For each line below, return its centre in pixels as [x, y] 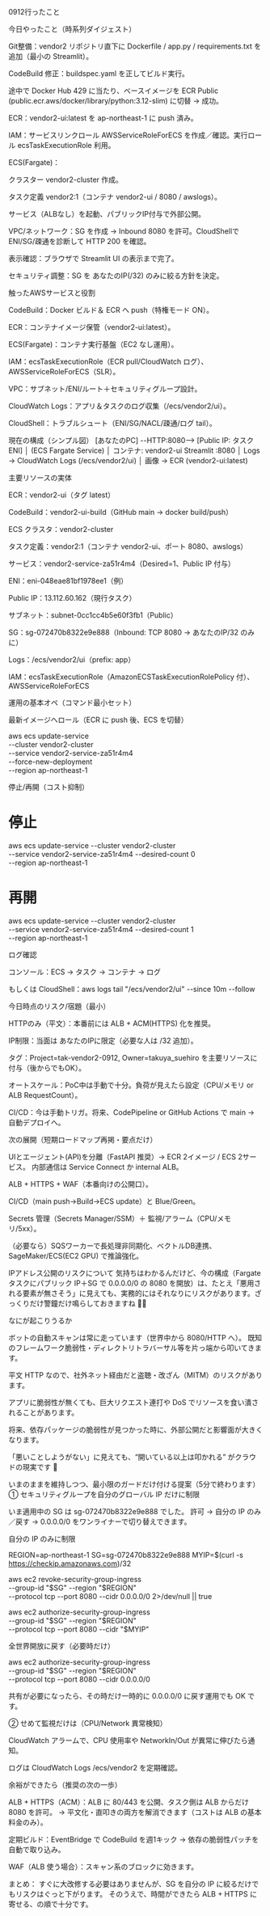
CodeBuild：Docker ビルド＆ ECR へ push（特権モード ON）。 [111, 310]
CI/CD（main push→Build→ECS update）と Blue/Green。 [104, 1201]
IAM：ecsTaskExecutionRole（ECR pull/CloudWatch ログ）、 [108, 361]
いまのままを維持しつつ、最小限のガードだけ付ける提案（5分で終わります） [134, 1484]
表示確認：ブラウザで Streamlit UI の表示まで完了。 [94, 258]
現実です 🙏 [40, 1467]
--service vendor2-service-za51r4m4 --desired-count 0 [102, 854]
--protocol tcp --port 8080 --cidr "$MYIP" [79, 1629]
